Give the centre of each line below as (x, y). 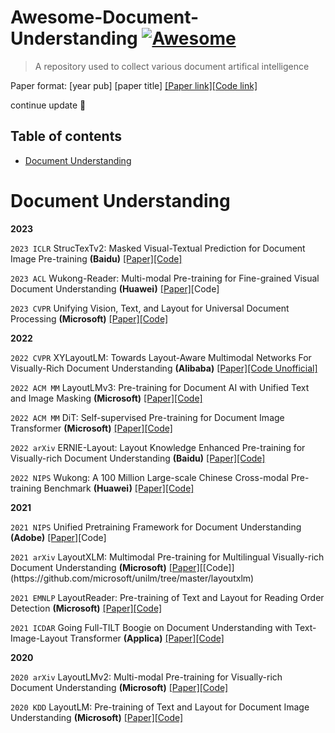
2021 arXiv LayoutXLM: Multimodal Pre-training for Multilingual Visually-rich (167, 557)
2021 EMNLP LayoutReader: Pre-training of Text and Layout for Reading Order (167, 597)
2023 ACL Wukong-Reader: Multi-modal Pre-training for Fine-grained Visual (165, 278)
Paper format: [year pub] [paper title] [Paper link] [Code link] (134, 85)
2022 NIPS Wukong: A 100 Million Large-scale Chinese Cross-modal (149, 477)
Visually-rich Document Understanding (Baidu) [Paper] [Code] (138, 458)
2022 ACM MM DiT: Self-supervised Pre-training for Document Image (147, 417)
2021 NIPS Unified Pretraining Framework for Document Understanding (156, 527)
